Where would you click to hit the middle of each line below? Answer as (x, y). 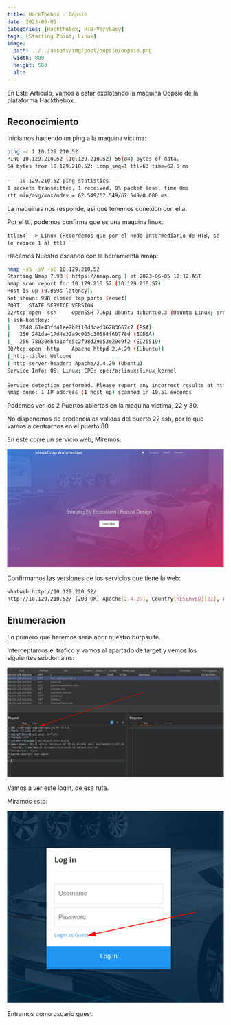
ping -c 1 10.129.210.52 (43, 152)
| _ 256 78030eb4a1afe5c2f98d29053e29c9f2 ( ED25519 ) (84, 342)
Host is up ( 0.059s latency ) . (51, 291)
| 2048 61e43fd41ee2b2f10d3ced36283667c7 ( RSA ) (80, 327)
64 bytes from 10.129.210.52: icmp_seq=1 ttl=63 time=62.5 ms (98, 166)
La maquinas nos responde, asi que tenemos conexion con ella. (97, 208)
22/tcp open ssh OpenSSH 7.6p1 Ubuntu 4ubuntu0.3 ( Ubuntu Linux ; (110, 313)
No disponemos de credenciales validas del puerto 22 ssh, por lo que (106, 419)
